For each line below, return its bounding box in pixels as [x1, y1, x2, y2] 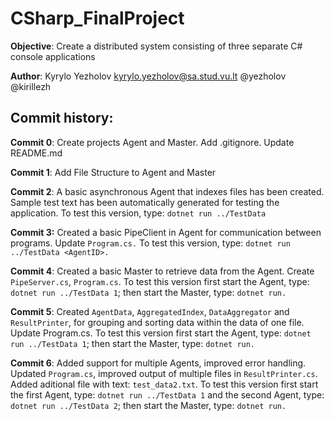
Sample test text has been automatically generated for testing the [10, 196, 280, 208]
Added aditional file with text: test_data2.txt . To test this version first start [10, 378, 319, 390]
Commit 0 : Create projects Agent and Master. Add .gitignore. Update [10, 136, 295, 148]
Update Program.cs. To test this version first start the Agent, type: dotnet [10, 327, 312, 339]
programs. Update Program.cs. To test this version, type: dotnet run [10, 237, 291, 249]
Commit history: [10, 110, 114, 127]
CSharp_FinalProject [10, 7, 185, 30]
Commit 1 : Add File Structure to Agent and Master [10, 166, 217, 178]
